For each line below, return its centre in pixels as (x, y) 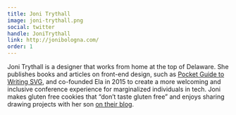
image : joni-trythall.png (45, 20)
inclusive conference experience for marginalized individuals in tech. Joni (114, 89)
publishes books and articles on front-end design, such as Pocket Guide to (116, 74)
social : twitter (31, 27)
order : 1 (20, 47)
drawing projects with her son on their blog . (71, 104)
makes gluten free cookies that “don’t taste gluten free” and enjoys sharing (116, 97)
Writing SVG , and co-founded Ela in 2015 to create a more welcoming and (114, 81)
